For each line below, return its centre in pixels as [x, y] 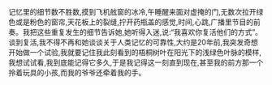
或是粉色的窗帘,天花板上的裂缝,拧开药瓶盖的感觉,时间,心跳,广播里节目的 [134, 22]
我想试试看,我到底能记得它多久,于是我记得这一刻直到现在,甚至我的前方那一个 [136, 62]
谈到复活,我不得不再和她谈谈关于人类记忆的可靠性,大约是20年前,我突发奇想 [133, 42]
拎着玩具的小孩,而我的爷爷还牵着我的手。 [77, 72]
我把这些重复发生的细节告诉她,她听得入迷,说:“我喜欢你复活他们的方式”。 [142, 32]
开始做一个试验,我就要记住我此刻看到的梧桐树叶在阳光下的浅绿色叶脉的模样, [135, 52]
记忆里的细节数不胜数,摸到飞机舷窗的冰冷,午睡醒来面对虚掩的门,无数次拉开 [133, 12]
